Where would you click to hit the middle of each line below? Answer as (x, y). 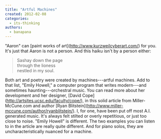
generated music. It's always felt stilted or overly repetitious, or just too (76, 116)
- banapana (20, 32)
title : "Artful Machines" (31, 9)
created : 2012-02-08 (26, 14)
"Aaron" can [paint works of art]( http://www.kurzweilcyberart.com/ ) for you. (81, 46)
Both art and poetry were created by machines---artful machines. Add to (78, 80)
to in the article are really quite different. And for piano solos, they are (74, 126)
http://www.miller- (105, 106)
